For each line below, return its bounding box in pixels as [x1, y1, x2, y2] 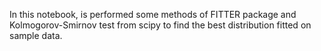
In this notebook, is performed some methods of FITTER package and [9, 9, 297, 20]
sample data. [9, 30, 63, 41]
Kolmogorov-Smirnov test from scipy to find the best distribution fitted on [9, 19, 312, 31]
